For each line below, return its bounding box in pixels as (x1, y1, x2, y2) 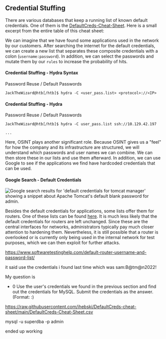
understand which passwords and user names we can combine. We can (5, 150, 153, 156)
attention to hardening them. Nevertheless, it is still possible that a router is (5, 229, 159, 235)
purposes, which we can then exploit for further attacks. (5, 240, 120, 246)
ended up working (5, 328, 43, 335)
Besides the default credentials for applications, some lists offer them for (5, 208, 154, 214)
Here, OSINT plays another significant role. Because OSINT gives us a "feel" (5, 139, 162, 145)
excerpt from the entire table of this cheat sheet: (5, 27, 104, 34)
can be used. (5, 166, 32, 171)
